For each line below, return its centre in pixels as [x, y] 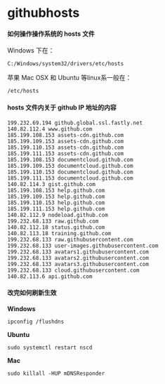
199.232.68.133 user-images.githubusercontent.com [83, 246]
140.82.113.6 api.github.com [50, 276]
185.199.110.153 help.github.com [56, 203]
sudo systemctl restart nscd [50, 347]
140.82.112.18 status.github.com [56, 227]
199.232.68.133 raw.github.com [53, 221]
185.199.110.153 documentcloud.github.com [70, 172]
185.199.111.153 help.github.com [56, 208]
